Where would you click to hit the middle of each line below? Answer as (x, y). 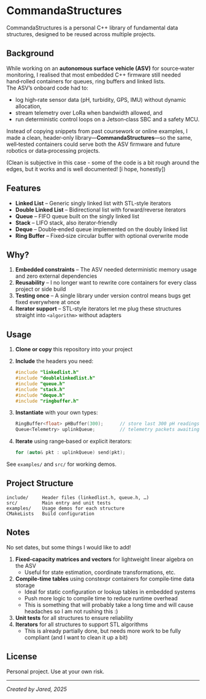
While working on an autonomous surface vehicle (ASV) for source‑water (101, 68)
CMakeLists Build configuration (51, 514)
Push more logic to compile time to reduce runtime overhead (101, 598)
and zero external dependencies (56, 276)
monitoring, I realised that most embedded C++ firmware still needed (93, 75)
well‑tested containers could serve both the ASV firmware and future (93, 144)
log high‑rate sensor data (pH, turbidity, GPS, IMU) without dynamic (101, 99)
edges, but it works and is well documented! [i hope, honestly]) (86, 169)
